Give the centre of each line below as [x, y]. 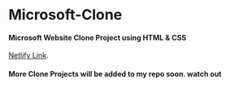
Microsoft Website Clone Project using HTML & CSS [98, 37]
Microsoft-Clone [65, 15]
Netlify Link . [28, 56]
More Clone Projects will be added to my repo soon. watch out [115, 73]
